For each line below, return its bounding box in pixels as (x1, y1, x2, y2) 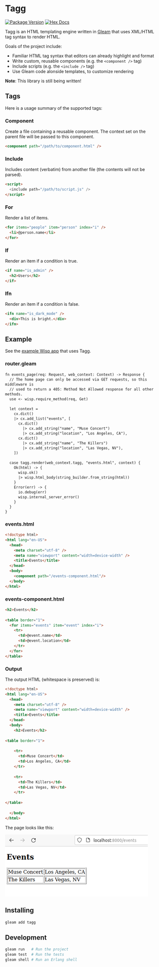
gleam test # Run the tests (5, 952, 64, 957)
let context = (9, 406, 38, 411)
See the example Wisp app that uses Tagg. (5, 348, 91, 354)
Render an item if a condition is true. (5, 258, 78, 264)
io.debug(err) (18, 489, 47, 495)
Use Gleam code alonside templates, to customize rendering (12, 68, 134, 74)
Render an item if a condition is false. (5, 301, 79, 307)
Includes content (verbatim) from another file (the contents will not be (5, 167, 145, 172)
